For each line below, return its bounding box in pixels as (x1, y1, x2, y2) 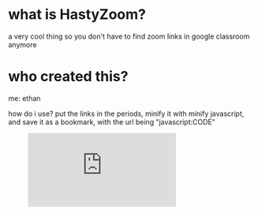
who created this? (8, 68, 129, 86)
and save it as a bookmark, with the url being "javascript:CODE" (8, 117, 215, 127)
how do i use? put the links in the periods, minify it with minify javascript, (8, 109, 245, 118)
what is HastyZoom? (8, 6, 147, 24)
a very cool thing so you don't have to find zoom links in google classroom (8, 32, 250, 41)
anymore (8, 39, 37, 49)
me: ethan (8, 93, 41, 103)
